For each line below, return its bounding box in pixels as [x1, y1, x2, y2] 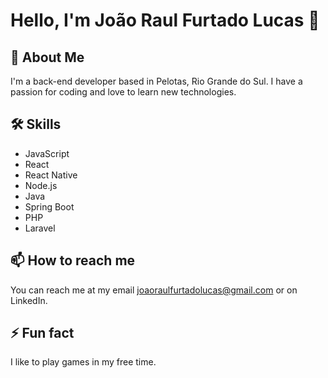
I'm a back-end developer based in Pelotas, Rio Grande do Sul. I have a [10, 75, 303, 87]
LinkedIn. [10, 294, 48, 306]
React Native [24, 169, 78, 181]
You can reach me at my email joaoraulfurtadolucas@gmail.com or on [10, 284, 298, 296]
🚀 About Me [10, 49, 85, 66]
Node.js [24, 179, 58, 191]
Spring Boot [24, 200, 75, 213]
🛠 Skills [10, 116, 62, 133]
